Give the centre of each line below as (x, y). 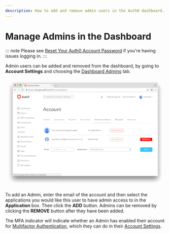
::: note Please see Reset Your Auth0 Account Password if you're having (80, 50)
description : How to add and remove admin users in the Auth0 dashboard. (85, 11)
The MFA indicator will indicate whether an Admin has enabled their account (85, 220)
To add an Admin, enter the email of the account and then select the (76, 194)
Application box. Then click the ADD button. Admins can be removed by (81, 205)
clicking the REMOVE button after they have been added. (65, 211)
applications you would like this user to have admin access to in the (76, 200)
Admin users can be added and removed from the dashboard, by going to (82, 65)
